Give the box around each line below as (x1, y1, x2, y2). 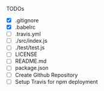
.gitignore (14, 17, 39, 24)
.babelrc (14, 24, 36, 31)
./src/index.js (14, 37, 47, 45)
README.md (14, 57, 47, 65)
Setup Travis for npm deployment (14, 78, 98, 85)
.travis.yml (14, 30, 41, 38)
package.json (14, 64, 49, 72)
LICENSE (14, 51, 38, 58)
